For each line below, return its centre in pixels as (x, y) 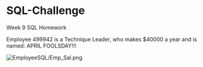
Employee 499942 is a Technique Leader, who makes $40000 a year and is (102, 39)
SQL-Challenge (46, 11)
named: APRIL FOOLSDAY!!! (41, 46)
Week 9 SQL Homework (36, 27)
